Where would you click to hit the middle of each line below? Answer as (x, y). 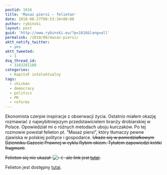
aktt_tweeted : (20, 51)
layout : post (19, 28)
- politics (21, 93)
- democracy (22, 88)
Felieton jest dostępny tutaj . (34, 168)
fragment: (15, 148)
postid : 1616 (19, 10)
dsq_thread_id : (21, 61)
